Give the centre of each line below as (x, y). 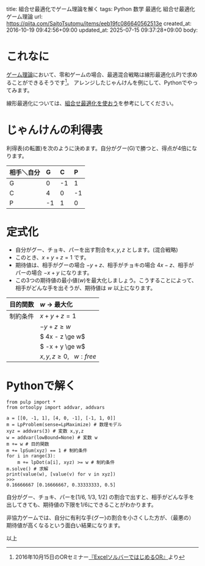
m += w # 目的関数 (28, 444)
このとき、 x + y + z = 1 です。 (52, 258)
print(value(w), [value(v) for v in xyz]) (61, 474)
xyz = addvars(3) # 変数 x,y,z (45, 431)
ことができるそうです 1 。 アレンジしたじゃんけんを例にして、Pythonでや (102, 82)
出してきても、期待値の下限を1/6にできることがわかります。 (81, 505)
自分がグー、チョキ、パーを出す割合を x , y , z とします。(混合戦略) (96, 250)
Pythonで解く (41, 386)
